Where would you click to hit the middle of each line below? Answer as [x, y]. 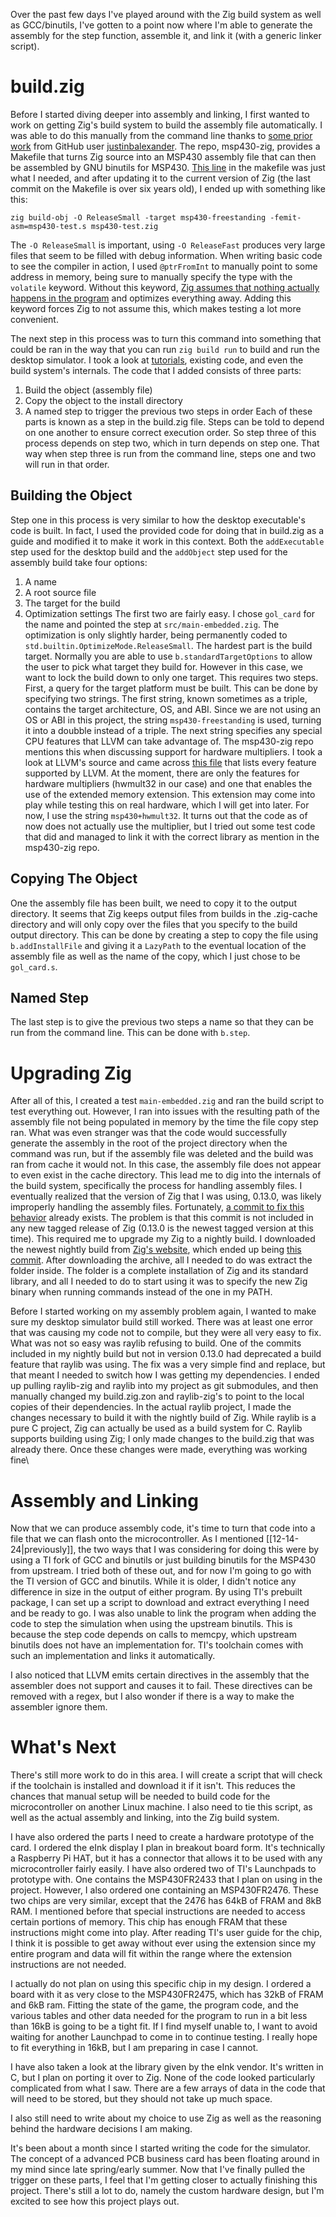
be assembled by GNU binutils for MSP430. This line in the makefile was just [168, 167]
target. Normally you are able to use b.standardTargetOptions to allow [168, 656]
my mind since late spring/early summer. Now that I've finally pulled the [158, 2170]
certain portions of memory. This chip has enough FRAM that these [149, 1922]
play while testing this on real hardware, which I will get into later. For [167, 805]
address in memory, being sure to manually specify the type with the [151, 276]
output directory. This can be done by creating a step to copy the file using [164, 935]
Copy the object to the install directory [103, 400]
